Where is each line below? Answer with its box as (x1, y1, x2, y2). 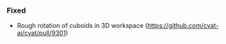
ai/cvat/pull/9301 (16, 29, 66, 37)
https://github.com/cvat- (147, 22, 219, 30)
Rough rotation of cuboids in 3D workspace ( (16, 22, 148, 30)
